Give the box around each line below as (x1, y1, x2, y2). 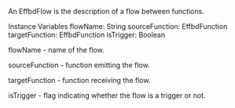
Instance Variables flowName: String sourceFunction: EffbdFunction (8, 22, 228, 31)
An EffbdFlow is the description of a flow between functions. (8, 7, 204, 16)
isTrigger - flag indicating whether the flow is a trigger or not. (8, 91, 206, 100)
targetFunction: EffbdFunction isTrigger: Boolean (8, 31, 166, 39)
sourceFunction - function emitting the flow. (8, 60, 151, 70)
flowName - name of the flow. (8, 45, 105, 54)
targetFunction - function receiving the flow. (8, 76, 151, 85)
